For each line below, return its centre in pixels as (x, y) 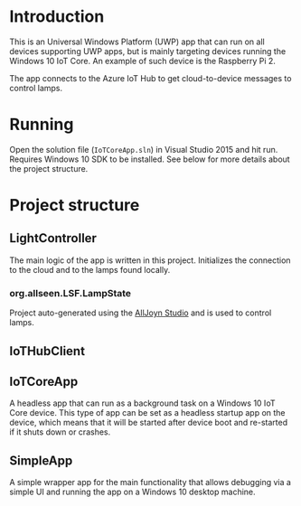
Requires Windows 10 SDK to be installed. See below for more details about (150, 159)
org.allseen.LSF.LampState (71, 293)
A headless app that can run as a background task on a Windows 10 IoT (142, 403)
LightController (53, 238)
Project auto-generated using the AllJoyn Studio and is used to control (141, 313)
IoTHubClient (47, 351)
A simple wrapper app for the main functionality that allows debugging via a (150, 483)
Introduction (57, 17)
